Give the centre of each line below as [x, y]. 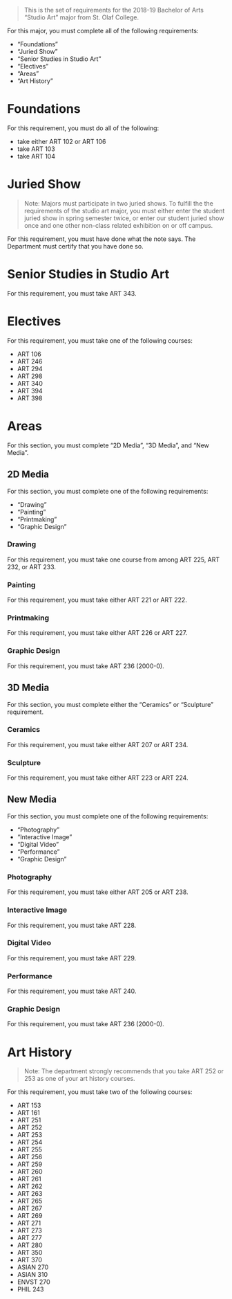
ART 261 [29, 1179]
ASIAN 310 [32, 1275]
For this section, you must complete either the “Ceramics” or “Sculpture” [110, 704]
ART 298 [30, 376]
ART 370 [30, 1260]
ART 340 [30, 383]
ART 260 [30, 1172]
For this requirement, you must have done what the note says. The [101, 239]
